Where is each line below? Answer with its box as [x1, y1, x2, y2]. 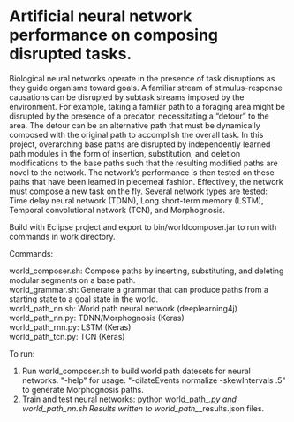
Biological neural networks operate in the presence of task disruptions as [9, 73, 275, 83]
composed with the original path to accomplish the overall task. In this [9, 129, 264, 140]
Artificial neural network [9, 6, 192, 27]
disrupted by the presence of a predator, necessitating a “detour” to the [9, 111, 269, 121]
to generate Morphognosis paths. [21, 384, 144, 395]
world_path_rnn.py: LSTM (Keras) [9, 321, 132, 333]
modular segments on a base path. [9, 274, 136, 285]
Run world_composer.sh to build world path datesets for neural [21, 365, 252, 376]
